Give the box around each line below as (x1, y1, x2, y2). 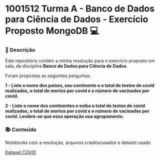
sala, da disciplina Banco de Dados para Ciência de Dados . (5, 63, 128, 69)
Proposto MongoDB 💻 (5, 25, 99, 36)
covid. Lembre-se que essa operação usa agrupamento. (5, 113, 124, 119)
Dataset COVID (5, 149, 36, 155)
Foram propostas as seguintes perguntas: (5, 73, 91, 79)
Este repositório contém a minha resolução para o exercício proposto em (5, 58, 155, 64)
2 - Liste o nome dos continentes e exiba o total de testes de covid (5, 103, 145, 109)
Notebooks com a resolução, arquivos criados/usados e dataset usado (5, 139, 151, 145)
